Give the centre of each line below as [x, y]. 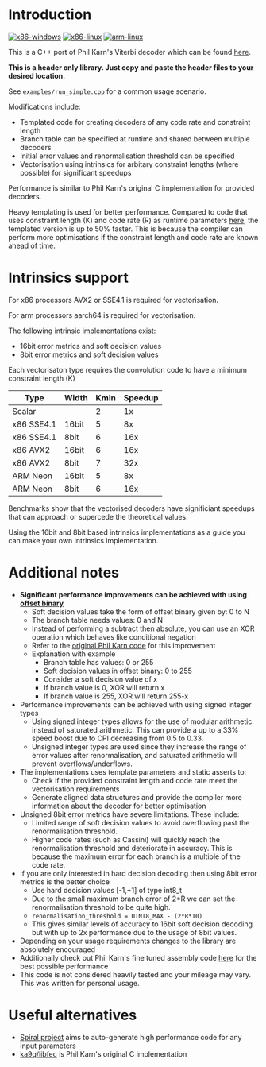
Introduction [50, 15]
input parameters [48, 1046]
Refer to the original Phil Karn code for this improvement [123, 645]
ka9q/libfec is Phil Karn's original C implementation [103, 1053]
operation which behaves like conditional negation [114, 636]
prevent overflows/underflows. [82, 764]
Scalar [24, 411]
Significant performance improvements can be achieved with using [133, 594]
